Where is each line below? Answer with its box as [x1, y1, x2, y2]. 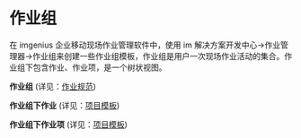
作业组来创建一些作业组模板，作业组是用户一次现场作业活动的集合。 [32, 50, 285, 61]
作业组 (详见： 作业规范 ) [9, 81, 97, 91]
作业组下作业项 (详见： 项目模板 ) [9, 118, 128, 130]
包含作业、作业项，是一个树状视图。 [32, 62, 167, 73]
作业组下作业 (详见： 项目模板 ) [9, 99, 120, 110]
